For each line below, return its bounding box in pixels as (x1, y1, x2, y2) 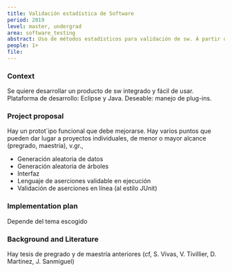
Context (7, 71, 35, 81)
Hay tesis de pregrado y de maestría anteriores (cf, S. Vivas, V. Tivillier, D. (7, 250, 216, 258)
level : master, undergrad (7, 23, 81, 30)
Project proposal (7, 112, 64, 121)
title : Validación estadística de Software (7, 10, 135, 17)
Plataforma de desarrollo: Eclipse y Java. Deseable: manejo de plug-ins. (7, 94, 212, 103)
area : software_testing (7, 29, 76, 36)
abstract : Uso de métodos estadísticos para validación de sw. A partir (7, 36, 221, 43)
